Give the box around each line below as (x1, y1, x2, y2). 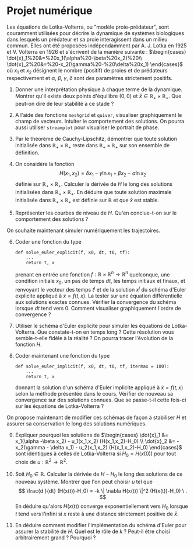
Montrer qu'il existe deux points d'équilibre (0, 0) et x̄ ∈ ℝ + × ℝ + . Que (15, 92, 182, 101)
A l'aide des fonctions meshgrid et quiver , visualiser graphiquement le (15, 111, 182, 118)
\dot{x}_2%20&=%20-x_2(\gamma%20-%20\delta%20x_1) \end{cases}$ (6, 60, 183, 68)
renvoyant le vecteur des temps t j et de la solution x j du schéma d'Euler (15, 285, 186, 293)
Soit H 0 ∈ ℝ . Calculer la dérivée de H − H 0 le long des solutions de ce (15, 470, 183, 479)
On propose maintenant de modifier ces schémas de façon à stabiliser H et (6, 414, 187, 421)
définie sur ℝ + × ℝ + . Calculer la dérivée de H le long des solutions (15, 181, 173, 189)
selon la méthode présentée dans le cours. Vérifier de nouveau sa (15, 390, 174, 397)
